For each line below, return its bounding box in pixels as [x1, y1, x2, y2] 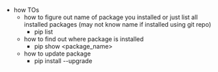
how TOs [13, 6, 40, 14]
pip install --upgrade [34, 57, 93, 64]
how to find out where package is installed [23, 35, 144, 43]
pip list [34, 27, 53, 36]
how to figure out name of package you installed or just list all [23, 13, 198, 21]
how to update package [23, 49, 91, 58]
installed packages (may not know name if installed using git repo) [23, 21, 211, 28]
